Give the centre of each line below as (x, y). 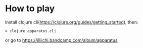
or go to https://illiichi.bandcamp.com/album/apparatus (61, 40)
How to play (30, 9)
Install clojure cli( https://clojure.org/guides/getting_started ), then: (72, 22)
